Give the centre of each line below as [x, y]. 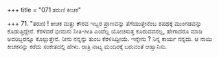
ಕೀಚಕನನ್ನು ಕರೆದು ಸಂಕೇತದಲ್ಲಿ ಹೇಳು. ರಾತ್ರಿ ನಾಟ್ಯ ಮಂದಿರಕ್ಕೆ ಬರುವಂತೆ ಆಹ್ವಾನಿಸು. [87, 46]
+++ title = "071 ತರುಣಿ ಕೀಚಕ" [44, 10]
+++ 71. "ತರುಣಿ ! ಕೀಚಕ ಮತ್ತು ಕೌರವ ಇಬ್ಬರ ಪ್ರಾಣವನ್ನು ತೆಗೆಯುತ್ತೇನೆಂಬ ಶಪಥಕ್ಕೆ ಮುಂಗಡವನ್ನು [105, 24]
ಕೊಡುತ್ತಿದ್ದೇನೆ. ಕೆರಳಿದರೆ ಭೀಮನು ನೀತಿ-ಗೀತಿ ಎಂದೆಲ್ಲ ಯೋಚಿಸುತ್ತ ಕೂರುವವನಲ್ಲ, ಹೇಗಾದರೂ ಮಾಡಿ [105, 31]
